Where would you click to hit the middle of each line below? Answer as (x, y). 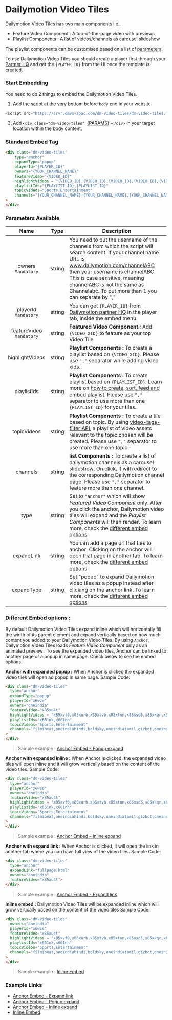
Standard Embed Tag (32, 142)
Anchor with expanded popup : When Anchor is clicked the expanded (80, 671)
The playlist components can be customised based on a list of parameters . (84, 49)
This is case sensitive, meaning (106, 278)
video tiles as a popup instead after (111, 583)
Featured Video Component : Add (111, 327)
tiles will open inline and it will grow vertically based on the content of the (83, 764)
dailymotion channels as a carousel (111, 463)
